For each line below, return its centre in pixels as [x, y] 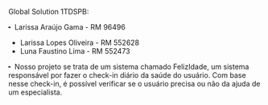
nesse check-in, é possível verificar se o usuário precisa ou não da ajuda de [134, 84]
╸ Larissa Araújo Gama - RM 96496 [67, 27]
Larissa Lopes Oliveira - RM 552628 [80, 42]
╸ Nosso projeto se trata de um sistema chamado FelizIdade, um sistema [129, 67]
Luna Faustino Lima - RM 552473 [75, 51]
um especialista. [35, 92]
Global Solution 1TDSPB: [49, 12]
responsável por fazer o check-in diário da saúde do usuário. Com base [128, 75]
